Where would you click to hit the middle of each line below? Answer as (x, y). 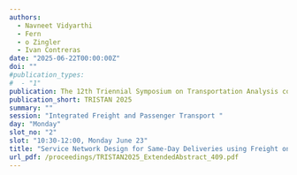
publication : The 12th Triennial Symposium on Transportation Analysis (144, 91)
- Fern (29, 34)
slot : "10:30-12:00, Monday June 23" (79, 141)
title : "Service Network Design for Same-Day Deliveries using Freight (144, 148)
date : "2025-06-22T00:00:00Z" (65, 58)
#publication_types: (47, 75)
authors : (25, 17)
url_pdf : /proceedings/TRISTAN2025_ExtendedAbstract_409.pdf (124, 157)
